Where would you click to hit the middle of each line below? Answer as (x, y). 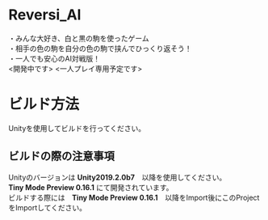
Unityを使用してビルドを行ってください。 (77, 128)
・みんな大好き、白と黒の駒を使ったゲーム (79, 38)
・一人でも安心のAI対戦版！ (54, 58)
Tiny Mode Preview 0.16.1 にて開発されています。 (91, 187)
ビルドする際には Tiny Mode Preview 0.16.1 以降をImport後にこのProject (134, 197)
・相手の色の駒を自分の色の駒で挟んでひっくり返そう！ (100, 48)
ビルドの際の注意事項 (61, 157)
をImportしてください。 (48, 207)
